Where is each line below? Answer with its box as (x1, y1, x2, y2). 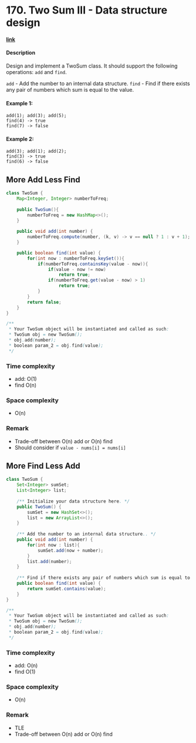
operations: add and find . (6, 68, 67, 75)
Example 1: (6, 99, 33, 106)
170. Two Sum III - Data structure (6, 4, 168, 17)
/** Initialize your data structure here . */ (16, 498, 130, 504)
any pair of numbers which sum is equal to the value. (6, 86, 134, 93)
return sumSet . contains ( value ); (27, 585, 107, 591)
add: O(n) (14, 662, 38, 669)
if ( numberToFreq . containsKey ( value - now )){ (37, 261, 148, 267)
